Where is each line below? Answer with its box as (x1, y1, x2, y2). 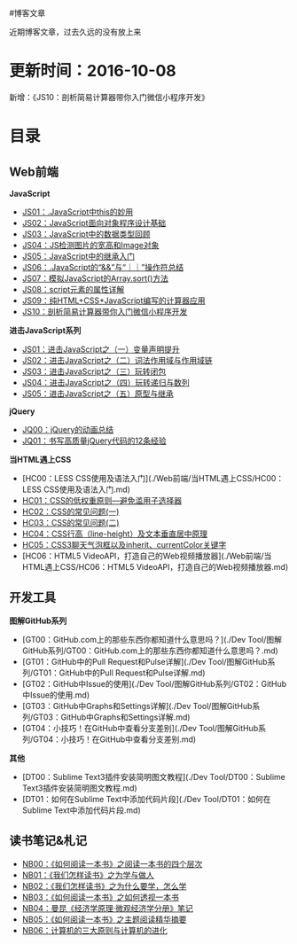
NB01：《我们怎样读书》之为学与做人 (21, 870, 155, 880)
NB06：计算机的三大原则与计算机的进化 (21, 924, 168, 935)
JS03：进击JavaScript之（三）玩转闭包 (21, 366, 167, 377)
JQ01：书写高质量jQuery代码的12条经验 (21, 435, 167, 446)
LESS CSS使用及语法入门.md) (21, 484, 131, 495)
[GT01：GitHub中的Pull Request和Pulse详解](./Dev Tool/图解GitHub (21, 656, 268, 667)
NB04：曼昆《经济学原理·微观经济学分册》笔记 (21, 902, 193, 913)
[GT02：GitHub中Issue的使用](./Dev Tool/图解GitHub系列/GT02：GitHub (21, 678, 287, 689)
